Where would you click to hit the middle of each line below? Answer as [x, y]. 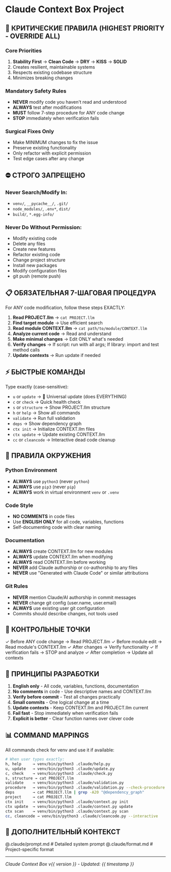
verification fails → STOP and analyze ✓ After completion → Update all [79, 652]
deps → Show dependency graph [47, 424]
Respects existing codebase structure [52, 72]
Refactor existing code [36, 255]
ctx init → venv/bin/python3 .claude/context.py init [67, 802]
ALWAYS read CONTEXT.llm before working [59, 562]
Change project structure [39, 260]
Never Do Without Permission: [44, 227]
